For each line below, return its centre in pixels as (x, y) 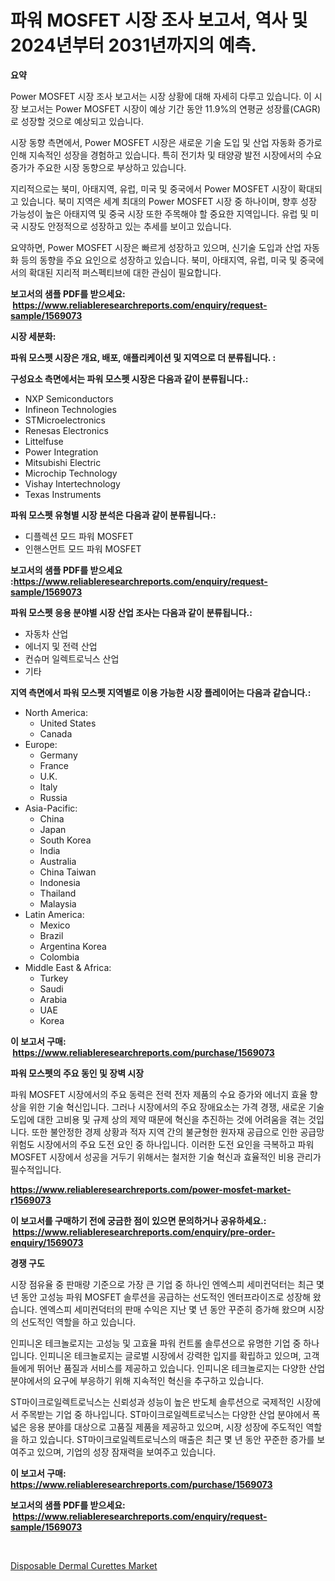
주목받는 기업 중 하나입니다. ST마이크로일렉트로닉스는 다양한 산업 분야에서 (165, 1414)
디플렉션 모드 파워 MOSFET (79, 536)
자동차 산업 (46, 633)
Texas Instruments (63, 494)
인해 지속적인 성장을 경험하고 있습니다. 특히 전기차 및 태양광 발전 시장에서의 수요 (166, 155)
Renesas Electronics (66, 430)
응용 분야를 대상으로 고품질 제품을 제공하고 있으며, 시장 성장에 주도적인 (166, 1427)
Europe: (41, 744)
